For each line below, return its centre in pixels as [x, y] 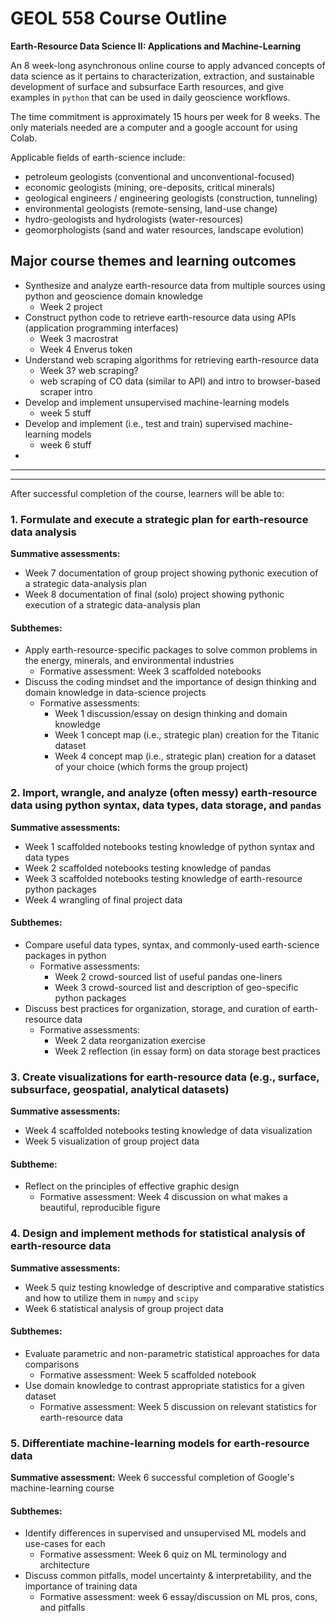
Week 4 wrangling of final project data [103, 899]
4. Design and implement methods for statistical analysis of [158, 1234]
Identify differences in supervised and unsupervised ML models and [165, 1533]
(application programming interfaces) [101, 328]
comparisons [52, 1364]
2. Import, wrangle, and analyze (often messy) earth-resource [164, 793]
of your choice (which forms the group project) [151, 767]
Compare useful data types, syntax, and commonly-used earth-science [172, 944]
